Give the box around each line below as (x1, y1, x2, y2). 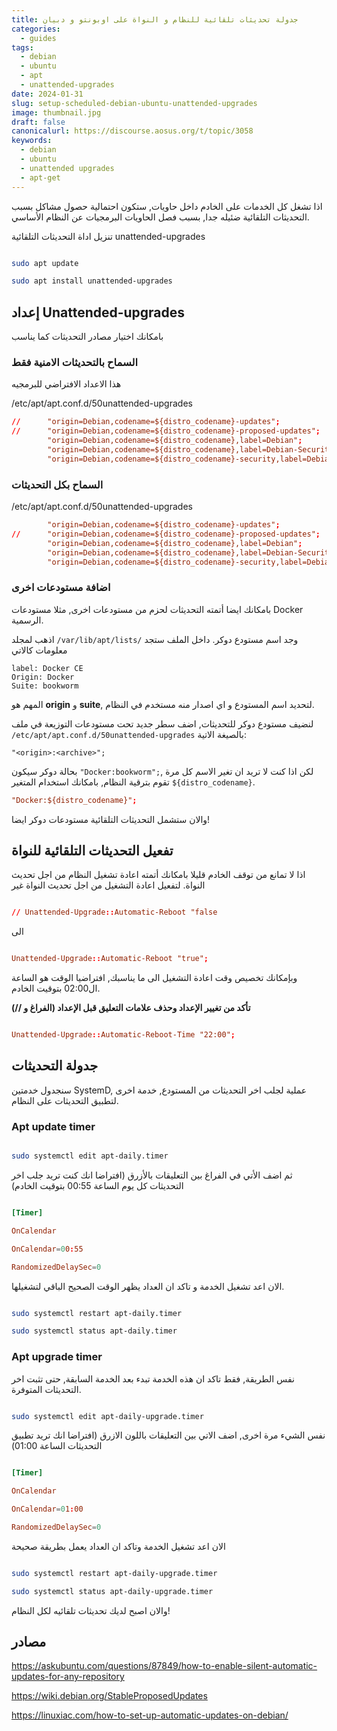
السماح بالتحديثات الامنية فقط (11, 355, 139, 369)
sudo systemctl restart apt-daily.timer (11, 1308, 183, 1318)
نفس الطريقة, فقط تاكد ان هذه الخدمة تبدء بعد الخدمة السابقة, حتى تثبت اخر (11, 1372, 295, 1385)
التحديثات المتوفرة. (11, 1383, 82, 1395)
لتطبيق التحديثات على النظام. (11, 1094, 119, 1106)
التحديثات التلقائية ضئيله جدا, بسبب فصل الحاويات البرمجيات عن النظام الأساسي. (11, 211, 310, 223)
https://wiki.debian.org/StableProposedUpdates (11, 1690, 208, 1702)
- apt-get (20, 172, 61, 183)
